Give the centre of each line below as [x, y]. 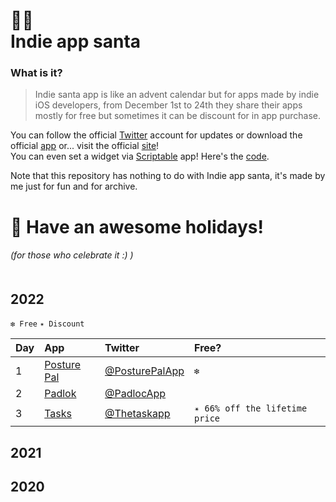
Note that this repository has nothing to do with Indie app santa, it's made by [168, 176]
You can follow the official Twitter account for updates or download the [156, 135]
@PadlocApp [135, 394]
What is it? [36, 73]
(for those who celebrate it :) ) [72, 255]
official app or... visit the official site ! [85, 146]
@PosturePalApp [144, 371]
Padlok [60, 394]
